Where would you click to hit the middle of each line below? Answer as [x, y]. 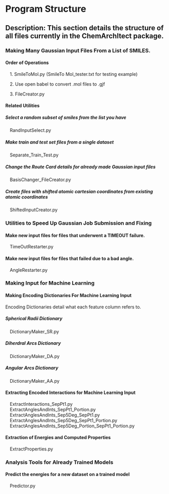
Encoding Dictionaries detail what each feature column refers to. [73, 307]
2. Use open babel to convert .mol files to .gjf [57, 84]
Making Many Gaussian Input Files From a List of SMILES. [78, 50]
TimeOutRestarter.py [32, 247]
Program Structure [46, 9]
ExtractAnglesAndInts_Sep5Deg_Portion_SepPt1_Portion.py [72, 426]
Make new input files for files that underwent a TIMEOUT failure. [75, 235]
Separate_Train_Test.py [34, 155]
